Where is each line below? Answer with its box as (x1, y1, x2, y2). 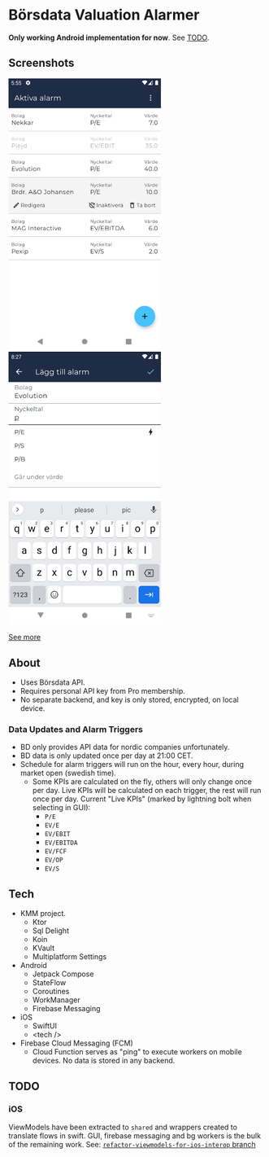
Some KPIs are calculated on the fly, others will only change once (32, 777, 252, 787)
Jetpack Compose (32, 969, 94, 979)
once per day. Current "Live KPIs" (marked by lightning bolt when (32, 794, 252, 804)
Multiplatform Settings (32, 952, 107, 962)
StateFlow (32, 978, 67, 988)
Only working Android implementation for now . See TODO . (8, 33, 210, 42)
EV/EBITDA (44, 839, 78, 848)
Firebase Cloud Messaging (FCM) (20, 1038, 134, 1048)
